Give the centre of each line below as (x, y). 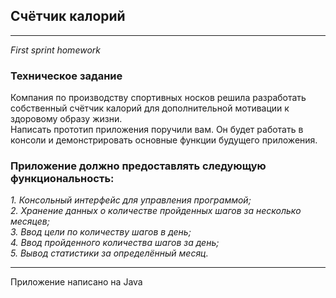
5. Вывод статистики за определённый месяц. (109, 253)
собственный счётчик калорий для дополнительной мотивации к (150, 108)
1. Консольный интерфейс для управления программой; (131, 200)
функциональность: (62, 179)
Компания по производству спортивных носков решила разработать (158, 98)
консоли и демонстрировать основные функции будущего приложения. (164, 140)
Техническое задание (66, 76)
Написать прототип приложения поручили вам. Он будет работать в (157, 130)
